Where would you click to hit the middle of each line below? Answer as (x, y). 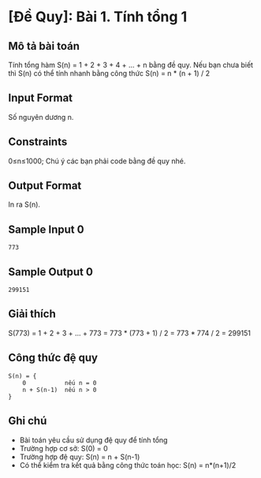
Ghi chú (28, 421)
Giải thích (32, 314)
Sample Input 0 (46, 229)
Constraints (38, 142)
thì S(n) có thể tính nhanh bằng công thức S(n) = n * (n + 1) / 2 (109, 73)
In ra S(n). (24, 204)
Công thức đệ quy (53, 358)
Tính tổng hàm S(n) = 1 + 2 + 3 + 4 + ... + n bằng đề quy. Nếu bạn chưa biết (131, 65)
